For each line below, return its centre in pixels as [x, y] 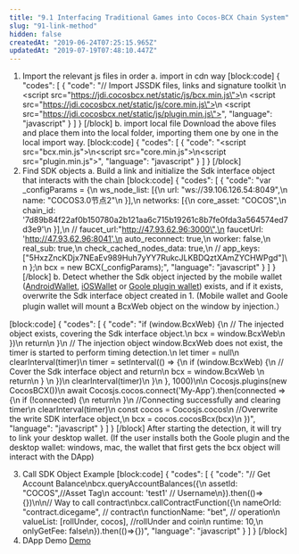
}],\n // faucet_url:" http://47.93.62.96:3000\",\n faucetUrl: [158, 229]
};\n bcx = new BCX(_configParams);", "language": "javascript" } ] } [153, 268]
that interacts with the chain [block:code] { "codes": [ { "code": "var [147, 180]
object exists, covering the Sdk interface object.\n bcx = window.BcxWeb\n [147, 334]
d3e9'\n [37, 229]
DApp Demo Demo [56, 541]
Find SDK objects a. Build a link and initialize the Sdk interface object [148, 171]
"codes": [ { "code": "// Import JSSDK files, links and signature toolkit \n [154, 86]
